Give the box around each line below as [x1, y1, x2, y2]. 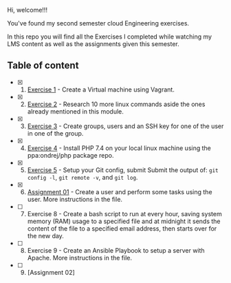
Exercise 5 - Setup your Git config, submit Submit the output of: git [27, 165, 219, 174]
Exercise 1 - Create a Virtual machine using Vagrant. [27, 85, 175, 94]
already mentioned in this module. [27, 107, 124, 116]
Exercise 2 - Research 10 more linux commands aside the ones [27, 100, 206, 108]
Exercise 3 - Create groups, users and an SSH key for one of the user [27, 122, 224, 130]
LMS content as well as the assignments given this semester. [7, 40, 180, 48]
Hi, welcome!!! [7, 6, 48, 14]
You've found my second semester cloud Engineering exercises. [7, 19, 190, 27]
